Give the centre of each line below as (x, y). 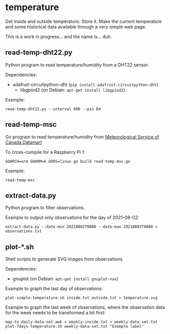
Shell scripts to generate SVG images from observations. (64, 259)
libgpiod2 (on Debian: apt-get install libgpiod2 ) (73, 90)
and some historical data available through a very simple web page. (76, 26)
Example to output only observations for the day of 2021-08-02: (72, 218)
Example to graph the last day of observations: (54, 289)
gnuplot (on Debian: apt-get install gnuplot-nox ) (65, 279)
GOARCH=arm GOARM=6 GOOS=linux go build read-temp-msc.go (68, 161)
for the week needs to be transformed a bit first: (55, 313)
